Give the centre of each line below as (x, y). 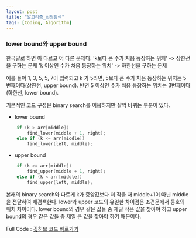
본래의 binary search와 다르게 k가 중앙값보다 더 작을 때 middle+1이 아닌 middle (97, 194)
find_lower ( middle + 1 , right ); (67, 133)
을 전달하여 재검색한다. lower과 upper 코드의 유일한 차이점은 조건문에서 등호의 (96, 202)
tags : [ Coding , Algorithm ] (39, 22)
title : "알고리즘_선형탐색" (35, 17)
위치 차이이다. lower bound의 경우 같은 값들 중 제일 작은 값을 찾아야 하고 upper (97, 209)
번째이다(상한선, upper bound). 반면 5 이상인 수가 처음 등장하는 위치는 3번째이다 (98, 85)
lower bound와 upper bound (47, 44)
